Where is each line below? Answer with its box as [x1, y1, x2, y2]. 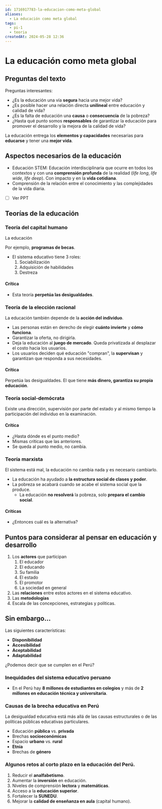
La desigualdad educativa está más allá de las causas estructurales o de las [5, 713, 157, 720]
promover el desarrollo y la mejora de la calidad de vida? [12, 123, 126, 129]
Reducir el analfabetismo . [12, 772, 65, 778]
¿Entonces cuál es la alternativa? [12, 519, 78, 525]
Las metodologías [12, 595, 49, 601]
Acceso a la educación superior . [12, 788, 79, 793]
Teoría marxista [5, 456, 43, 463]
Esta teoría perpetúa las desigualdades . [12, 291, 94, 298]
